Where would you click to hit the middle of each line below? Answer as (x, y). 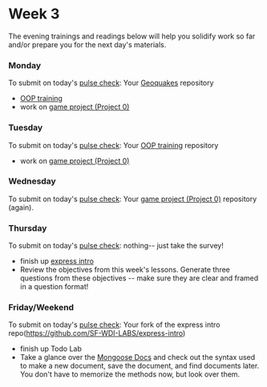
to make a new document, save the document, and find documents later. (140, 366)
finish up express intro (57, 261)
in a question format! (54, 287)
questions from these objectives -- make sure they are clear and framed (139, 278)
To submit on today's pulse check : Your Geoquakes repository (111, 83)
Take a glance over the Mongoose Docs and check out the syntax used (138, 357)
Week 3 (34, 14)
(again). (21, 207)
